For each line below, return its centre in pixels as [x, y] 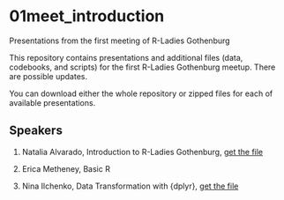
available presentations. [52, 102]
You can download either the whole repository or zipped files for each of [141, 93]
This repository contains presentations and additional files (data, [126, 57]
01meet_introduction [87, 16]
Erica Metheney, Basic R [66, 168]
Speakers [36, 131]
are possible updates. [49, 76]
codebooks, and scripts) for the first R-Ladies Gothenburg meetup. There [142, 67]
